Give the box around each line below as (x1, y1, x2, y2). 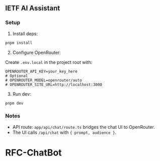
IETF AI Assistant (5, 4, 60, 13)
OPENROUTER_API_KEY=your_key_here (5, 69, 78, 74)
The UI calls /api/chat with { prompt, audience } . (12, 129, 117, 135)
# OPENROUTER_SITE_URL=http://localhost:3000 (5, 82, 102, 87)
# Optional (5, 73, 28, 78)
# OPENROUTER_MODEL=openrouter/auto (5, 77, 82, 83)
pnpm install (5, 40, 33, 45)
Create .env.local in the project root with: (5, 59, 93, 65)
